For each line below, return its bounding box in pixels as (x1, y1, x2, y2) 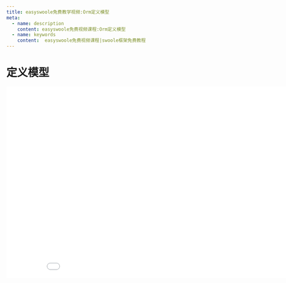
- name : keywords (12, 32, 56, 38)
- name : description (12, 20, 64, 26)
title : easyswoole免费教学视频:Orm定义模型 (6, 9, 110, 15)
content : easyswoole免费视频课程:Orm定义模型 (17, 26, 127, 32)
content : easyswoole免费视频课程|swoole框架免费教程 (17, 37, 146, 43)
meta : (6, 15, 20, 21)
